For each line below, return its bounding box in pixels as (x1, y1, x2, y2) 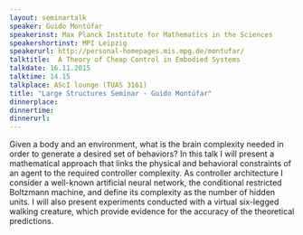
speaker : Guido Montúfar (9, 22, 103, 31)
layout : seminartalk (9, 13, 88, 23)
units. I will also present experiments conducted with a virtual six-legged (9, 196, 279, 208)
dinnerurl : (9, 114, 51, 123)
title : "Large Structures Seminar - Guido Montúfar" (9, 89, 213, 98)
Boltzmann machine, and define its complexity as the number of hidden (9, 187, 276, 198)
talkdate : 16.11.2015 (9, 64, 91, 73)
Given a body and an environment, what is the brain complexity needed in (9, 139, 284, 150)
